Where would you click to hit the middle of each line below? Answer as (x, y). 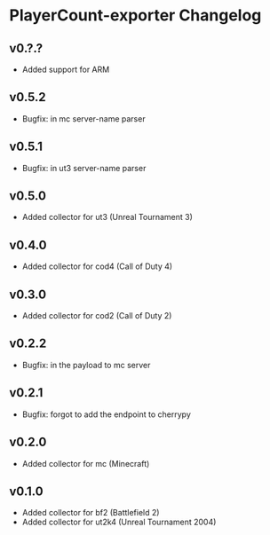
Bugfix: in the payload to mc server (86, 365)
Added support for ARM (66, 69)
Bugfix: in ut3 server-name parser (84, 168)
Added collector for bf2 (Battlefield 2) (91, 513)
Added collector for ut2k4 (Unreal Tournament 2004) (119, 522)
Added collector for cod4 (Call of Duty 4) (97, 266)
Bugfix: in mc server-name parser (83, 118)
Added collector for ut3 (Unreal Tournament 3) (107, 217)
